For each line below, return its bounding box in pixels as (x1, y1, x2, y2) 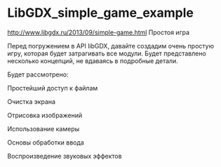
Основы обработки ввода (7, 138, 84, 147)
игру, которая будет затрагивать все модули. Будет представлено (7, 49, 207, 58)
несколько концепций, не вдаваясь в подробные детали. (7, 56, 179, 65)
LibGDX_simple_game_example (7, 5, 194, 21)
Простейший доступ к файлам (7, 83, 98, 92)
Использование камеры (7, 124, 80, 133)
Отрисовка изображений (7, 111, 83, 119)
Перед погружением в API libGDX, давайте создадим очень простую (7, 41, 214, 50)
